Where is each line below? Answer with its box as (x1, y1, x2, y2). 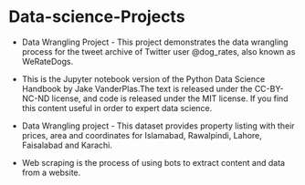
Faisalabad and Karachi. (21, 139, 113, 150)
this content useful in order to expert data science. (21, 102, 213, 113)
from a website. (21, 167, 81, 178)
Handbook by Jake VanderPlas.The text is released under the (21, 83, 253, 94)
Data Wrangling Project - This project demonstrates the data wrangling (21, 36, 289, 47)
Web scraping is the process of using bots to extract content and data (21, 157, 285, 168)
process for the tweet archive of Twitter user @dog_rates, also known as (21, 46, 296, 57)
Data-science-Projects (8, 6, 185, 27)
